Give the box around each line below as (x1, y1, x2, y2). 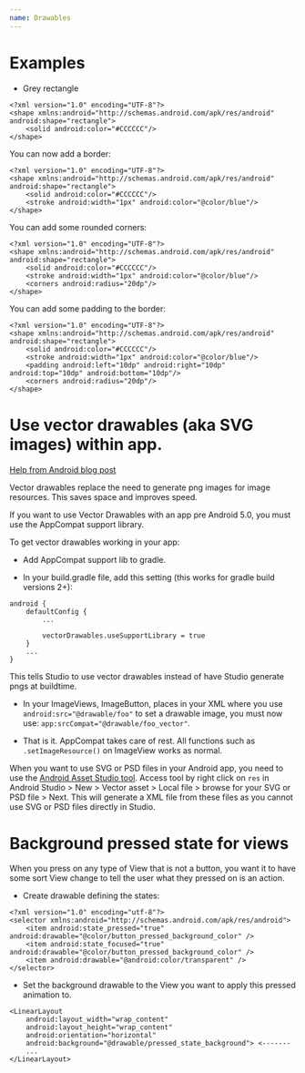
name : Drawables (9, 13, 71, 23)
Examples (9, 52, 86, 73)
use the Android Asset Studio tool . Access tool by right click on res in (9, 772, 269, 783)
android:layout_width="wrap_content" (25, 1015, 169, 1025)
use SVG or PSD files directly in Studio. (9, 801, 157, 812)
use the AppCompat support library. (9, 518, 144, 529)
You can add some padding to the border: (9, 302, 167, 314)
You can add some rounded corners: (9, 221, 147, 232)
